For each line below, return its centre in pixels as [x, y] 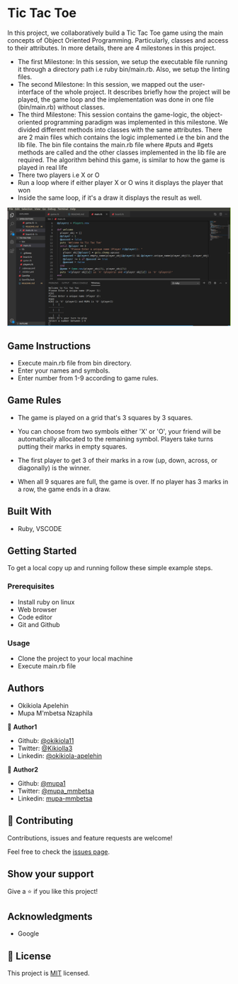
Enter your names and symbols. [64, 370]
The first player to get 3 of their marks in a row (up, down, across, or [117, 460]
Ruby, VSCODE [40, 528]
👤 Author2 [23, 769]
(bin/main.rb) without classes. [61, 107]
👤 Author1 [22, 727]
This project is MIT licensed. [49, 973]
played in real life [42, 167]
